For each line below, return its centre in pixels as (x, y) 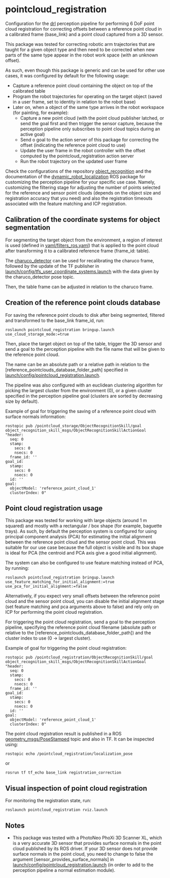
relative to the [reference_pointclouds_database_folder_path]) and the (78, 633)
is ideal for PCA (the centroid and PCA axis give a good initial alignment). (81, 553)
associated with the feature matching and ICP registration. (66, 203)
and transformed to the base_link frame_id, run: (55, 320)
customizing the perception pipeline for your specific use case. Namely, (80, 182)
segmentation (28, 228)
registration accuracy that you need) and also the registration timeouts (79, 198)
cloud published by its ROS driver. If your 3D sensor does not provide (85, 848)
